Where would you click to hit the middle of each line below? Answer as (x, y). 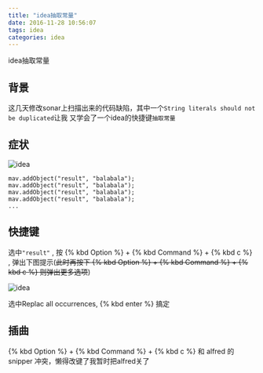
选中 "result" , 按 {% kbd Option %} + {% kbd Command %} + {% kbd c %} (130, 252)
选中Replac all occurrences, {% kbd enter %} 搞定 (89, 303)
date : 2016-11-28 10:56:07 (52, 23)
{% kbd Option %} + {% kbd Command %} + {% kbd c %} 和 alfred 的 (121, 351)
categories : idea (37, 37)
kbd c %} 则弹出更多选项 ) (49, 272)
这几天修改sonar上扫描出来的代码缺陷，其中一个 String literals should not (132, 108)
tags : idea (26, 30)
